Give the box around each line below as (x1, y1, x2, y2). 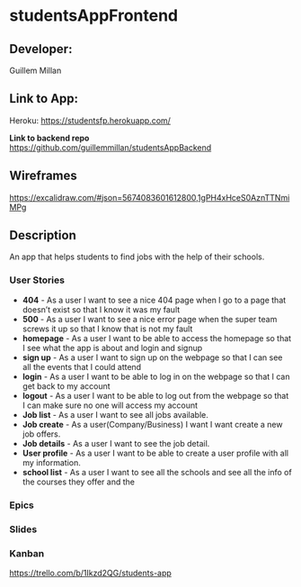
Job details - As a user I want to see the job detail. (22, 438, 210, 448)
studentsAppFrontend (9, 5, 179, 26)
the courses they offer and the (22, 476, 135, 487)
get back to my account (22, 380, 111, 392)
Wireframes (9, 168, 78, 184)
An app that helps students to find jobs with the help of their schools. (9, 251, 265, 262)
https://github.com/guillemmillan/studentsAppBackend (9, 141, 212, 153)
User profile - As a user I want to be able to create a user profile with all (22, 447, 289, 458)
